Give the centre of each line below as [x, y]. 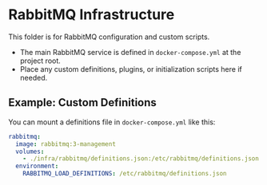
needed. [34, 77]
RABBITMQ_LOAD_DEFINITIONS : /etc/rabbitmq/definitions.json [125, 174]
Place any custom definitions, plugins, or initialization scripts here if [131, 69]
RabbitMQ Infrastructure [92, 15]
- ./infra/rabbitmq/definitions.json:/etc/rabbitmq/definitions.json [141, 159]
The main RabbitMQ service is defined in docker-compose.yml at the [130, 52]
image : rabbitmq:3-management [66, 144]
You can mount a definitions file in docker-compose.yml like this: [112, 122]
